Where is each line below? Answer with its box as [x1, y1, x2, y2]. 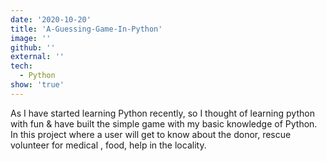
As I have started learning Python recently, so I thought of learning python [10, 107, 315, 119]
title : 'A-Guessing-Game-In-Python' [10, 24, 163, 34]
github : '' [10, 42, 56, 53]
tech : [10, 61, 33, 71]
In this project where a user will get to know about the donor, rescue [10, 128, 292, 140]
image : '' [10, 33, 52, 43]
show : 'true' [10, 80, 65, 90]
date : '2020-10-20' [10, 14, 92, 25]
